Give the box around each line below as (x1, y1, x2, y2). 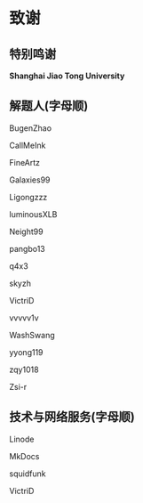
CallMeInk (9, 140, 46, 150)
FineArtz (9, 157, 41, 167)
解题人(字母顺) (9, 99, 89, 114)
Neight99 (9, 226, 44, 237)
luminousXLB (9, 208, 58, 219)
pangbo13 (9, 243, 46, 254)
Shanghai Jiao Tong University (9, 70, 125, 81)
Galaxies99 (9, 174, 51, 185)
